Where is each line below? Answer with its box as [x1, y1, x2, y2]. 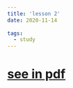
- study [13, 36, 36, 43]
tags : [7, 29, 23, 37]
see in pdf [7, 66, 66, 82]
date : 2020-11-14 [7, 17, 58, 24]
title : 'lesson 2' [7, 10, 60, 17]
